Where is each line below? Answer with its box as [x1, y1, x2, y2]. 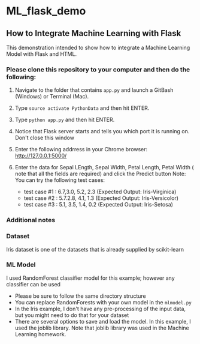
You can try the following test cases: [14, 177, 105, 184]
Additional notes [6, 216, 56, 225]
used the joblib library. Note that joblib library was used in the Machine [14, 324, 190, 331]
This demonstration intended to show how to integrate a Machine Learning [6, 44, 190, 51]
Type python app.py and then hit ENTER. [14, 116, 115, 124]
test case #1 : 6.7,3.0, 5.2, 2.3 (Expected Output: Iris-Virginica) [23, 188, 177, 196]
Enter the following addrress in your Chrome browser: [14, 146, 148, 153]
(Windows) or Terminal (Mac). [14, 93, 89, 100]
